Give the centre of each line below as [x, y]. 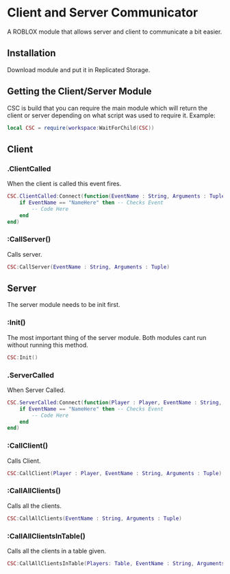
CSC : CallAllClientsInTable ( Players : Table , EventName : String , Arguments [116, 563]
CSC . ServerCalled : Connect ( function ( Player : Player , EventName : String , [115, 402]
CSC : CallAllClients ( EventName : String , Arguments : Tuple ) [95, 518]
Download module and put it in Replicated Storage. [79, 69]
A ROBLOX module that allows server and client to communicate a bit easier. [115, 32]
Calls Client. [24, 461]
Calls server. [25, 254]
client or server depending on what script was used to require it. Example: [111, 115]
